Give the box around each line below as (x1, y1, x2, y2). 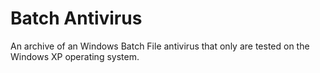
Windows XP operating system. (10, 50, 140, 62)
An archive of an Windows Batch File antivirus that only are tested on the (10, 40, 310, 52)
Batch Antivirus (10, 7, 143, 30)
